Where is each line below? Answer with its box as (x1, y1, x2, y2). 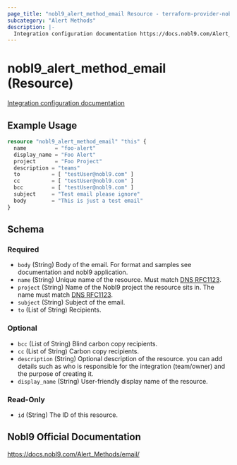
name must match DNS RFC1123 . (17, 290, 113, 299)
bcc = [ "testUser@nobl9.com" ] (13, 184, 134, 192)
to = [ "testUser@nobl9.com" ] (13, 171, 134, 178)
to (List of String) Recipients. (17, 305, 102, 314)
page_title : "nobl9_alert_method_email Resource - (7, 10, 159, 18)
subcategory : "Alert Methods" (7, 17, 97, 24)
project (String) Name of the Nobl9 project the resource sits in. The (17, 283, 215, 292)
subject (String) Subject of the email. (17, 298, 126, 307)
